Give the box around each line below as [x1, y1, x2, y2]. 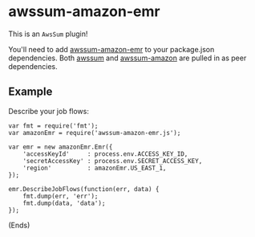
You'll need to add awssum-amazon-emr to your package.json [8, 44, 215, 54]
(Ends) [8, 220, 30, 230]
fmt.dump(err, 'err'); [22, 192, 99, 200]
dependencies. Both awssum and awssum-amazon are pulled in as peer [8, 53, 247, 63]
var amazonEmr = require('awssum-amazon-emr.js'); [8, 129, 181, 137]
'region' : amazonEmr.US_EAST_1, [22, 164, 167, 172]
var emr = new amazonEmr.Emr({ [8, 143, 113, 151]
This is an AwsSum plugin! [8, 29, 88, 39]
